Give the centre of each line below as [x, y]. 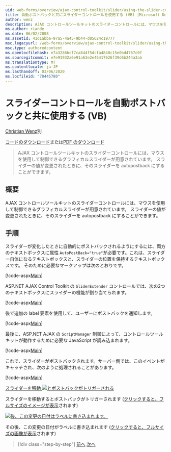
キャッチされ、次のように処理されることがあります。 [61, 367]
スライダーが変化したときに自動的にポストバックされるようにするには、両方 [85, 246]
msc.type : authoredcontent [34, 48]
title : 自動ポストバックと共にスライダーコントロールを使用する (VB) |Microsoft [83, 15]
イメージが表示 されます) [53, 406]
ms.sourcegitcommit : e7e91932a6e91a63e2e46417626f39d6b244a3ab [74, 57]
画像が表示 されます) [35, 434]
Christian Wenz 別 [23, 131]
